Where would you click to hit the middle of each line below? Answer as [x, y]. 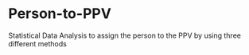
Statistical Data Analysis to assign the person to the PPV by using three [124, 35]
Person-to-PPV [60, 14]
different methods [38, 43]
